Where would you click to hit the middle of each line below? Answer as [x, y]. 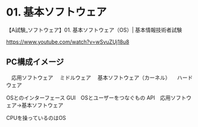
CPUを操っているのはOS [36, 117]
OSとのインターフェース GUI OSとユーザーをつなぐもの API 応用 [89, 97]
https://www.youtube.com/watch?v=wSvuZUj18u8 [68, 42]
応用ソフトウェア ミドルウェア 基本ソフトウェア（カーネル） [91, 78]
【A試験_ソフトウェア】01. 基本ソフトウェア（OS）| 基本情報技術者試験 [94, 30]
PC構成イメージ [35, 62]
